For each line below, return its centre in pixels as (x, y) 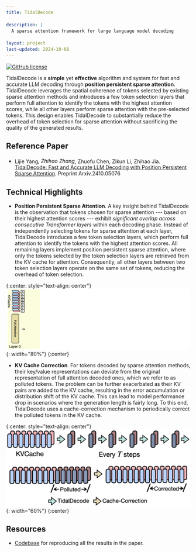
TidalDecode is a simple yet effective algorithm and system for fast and (93, 78)
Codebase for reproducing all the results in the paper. (79, 543)
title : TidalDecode (30, 12)
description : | (25, 25)
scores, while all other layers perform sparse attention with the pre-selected (98, 109)
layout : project (26, 43)
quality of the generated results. (45, 127)
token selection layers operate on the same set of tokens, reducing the (100, 268)
